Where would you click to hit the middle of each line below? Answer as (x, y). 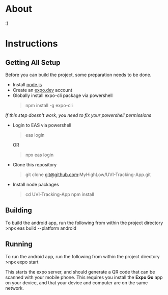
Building (19, 211)
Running (19, 244)
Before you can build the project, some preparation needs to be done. (78, 75)
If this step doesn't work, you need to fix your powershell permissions (78, 115)
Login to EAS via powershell (42, 125)
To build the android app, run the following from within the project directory (84, 223)
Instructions (32, 44)
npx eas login (39, 155)
